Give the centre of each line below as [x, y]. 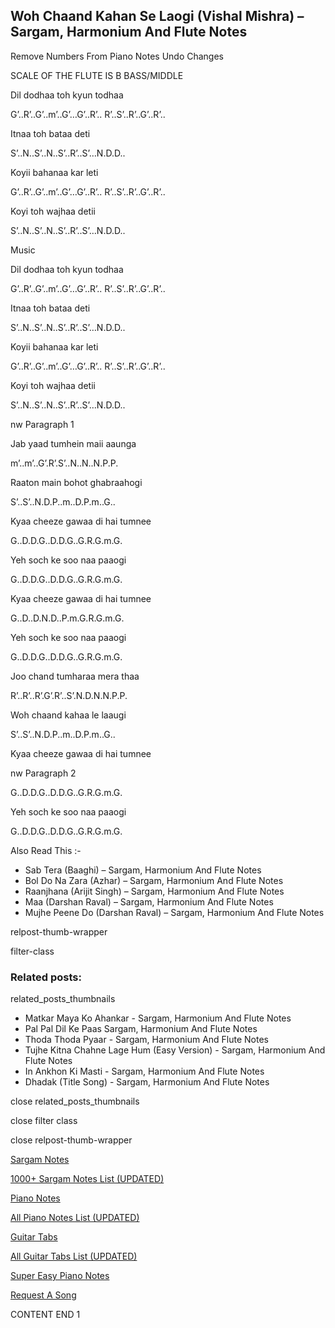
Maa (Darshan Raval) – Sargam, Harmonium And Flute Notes [149, 901]
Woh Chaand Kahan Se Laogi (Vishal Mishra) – [157, 16]
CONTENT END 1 [45, 1315]
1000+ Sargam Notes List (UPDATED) [87, 1179]
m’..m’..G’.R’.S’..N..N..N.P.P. [64, 463]
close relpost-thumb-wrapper [71, 1140]
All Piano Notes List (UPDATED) [75, 1218]
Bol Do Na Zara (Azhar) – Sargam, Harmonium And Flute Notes [154, 880]
